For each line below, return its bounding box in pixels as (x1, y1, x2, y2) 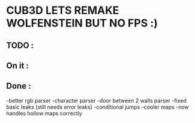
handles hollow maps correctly (6, 109, 82, 117)
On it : (6, 61, 29, 71)
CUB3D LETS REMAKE (6, 4, 119, 17)
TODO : (6, 40, 34, 50)
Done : (6, 81, 31, 91)
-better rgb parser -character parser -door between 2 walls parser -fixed (6, 97, 187, 104)
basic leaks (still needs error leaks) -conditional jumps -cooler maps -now (6, 103, 189, 110)
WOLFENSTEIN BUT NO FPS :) (6, 16, 158, 30)
